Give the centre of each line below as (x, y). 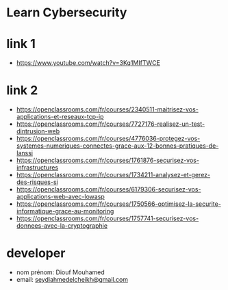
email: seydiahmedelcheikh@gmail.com (72, 279)
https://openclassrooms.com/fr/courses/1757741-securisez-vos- (107, 219)
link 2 (22, 91)
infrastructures (37, 168)
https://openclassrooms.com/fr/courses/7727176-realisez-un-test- (111, 124)
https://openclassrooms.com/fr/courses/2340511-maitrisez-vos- (107, 109)
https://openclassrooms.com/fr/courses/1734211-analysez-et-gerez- (113, 175)
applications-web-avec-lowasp (61, 197)
